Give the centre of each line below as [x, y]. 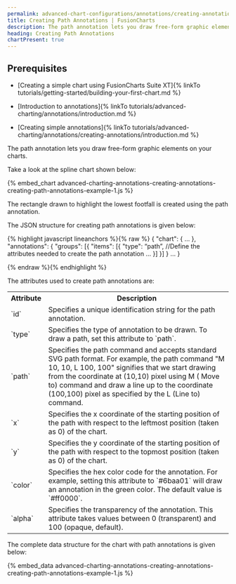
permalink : [23, 14]
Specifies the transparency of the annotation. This [131, 510]
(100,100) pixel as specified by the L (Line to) [124, 394]
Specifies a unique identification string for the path [132, 310]
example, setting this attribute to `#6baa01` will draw [135, 480]
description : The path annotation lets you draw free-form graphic [108, 27]
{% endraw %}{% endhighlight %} [57, 267]
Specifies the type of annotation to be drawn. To [127, 329]
